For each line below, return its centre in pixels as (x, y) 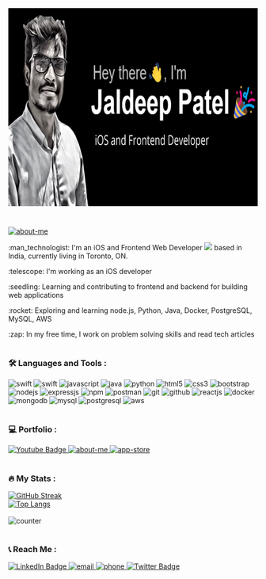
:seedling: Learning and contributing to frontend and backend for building (128, 287)
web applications (36, 295)
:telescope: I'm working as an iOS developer (80, 272)
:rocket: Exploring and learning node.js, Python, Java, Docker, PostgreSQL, (130, 310)
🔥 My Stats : (32, 478)
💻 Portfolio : (33, 429)
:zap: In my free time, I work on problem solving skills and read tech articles (131, 334)
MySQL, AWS (30, 319)
